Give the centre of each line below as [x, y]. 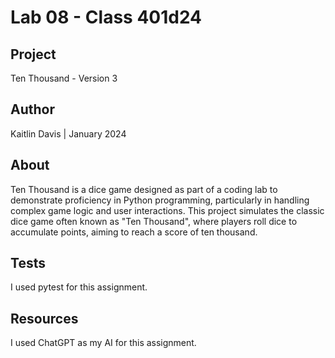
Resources [44, 318]
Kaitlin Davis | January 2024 [68, 133]
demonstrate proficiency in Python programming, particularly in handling [160, 200]
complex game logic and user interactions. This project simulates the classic [167, 210]
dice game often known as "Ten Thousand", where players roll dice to [154, 221]
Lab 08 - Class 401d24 [106, 17]
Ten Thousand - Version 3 [64, 78]
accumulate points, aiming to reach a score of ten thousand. [134, 232]
